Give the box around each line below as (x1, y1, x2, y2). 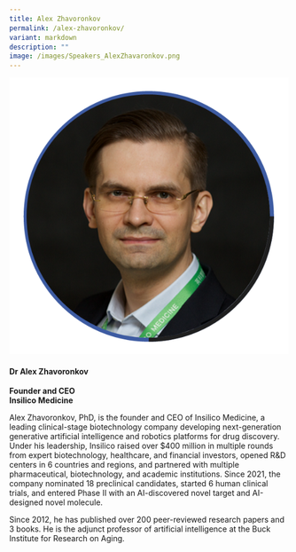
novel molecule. (45, 497, 104, 508)
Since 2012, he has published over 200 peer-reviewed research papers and (9, 515, 285, 525)
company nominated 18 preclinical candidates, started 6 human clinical (9, 478, 269, 489)
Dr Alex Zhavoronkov (9, 366, 89, 376)
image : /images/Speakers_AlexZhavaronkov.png (9, 51, 180, 61)
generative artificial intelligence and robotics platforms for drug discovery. (9, 431, 280, 442)
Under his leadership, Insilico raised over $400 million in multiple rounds (9, 440, 274, 452)
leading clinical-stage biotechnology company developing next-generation (9, 422, 282, 432)
